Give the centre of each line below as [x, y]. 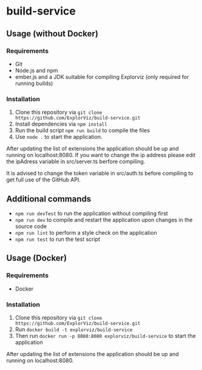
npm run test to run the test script [57, 239]
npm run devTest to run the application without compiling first [91, 213]
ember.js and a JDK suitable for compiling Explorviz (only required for [102, 76]
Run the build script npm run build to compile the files [82, 130]
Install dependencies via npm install [61, 124]
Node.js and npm [36, 70]
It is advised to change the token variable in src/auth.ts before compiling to [100, 173]
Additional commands [49, 199]
